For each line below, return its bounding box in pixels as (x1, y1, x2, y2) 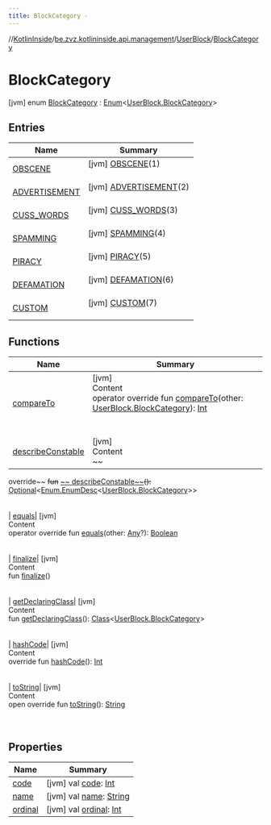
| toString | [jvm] (8, 682, 61, 692)
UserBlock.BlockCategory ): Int (92, 402, 207, 414)
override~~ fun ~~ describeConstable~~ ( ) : (8, 477, 152, 486)
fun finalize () (8, 571, 51, 581)
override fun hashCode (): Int (8, 656, 103, 666)
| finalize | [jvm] (8, 554, 59, 564)
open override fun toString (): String (8, 699, 126, 710)
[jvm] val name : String (46, 791, 131, 802)
